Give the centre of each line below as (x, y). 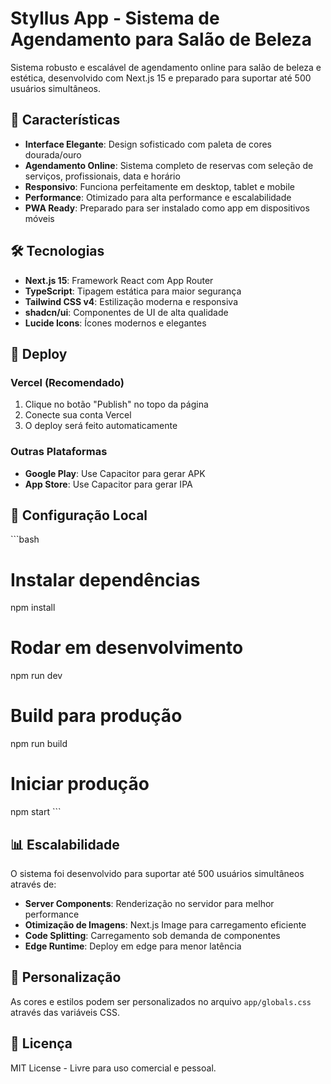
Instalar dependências (105, 579)
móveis (39, 218)
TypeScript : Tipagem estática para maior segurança (133, 291)
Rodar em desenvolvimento (127, 648)
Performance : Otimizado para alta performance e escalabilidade (158, 197)
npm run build (39, 744)
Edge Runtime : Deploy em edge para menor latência (133, 946)
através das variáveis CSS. (65, 1012)
